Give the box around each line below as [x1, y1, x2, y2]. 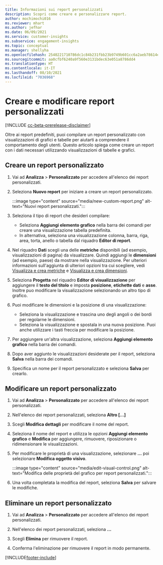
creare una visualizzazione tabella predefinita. [19, 227, 112, 233]
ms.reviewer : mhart [5, 20, 45, 26]
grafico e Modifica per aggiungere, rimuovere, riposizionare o [12, 436, 137, 442]
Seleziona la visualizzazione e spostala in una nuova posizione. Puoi [19, 322, 156, 327]
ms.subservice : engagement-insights [5, 39, 79, 44]
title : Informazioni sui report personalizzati [5, 7, 103, 12]
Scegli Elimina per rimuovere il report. [12, 536, 88, 542]
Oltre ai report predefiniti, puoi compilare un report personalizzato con [5, 132, 146, 137]
